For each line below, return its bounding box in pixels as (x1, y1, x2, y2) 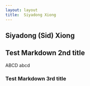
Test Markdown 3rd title (5, 75, 66, 82)
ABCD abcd (5, 62, 30, 68)
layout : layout (5, 7, 38, 13)
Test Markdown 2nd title (5, 49, 85, 57)
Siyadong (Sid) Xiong (5, 31, 75, 40)
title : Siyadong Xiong (5, 12, 57, 17)
